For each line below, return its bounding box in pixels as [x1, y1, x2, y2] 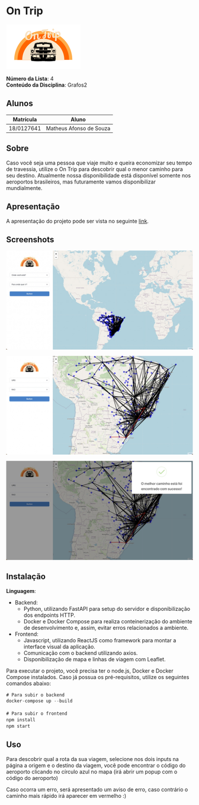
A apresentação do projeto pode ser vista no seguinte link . [6, 217, 149, 224]
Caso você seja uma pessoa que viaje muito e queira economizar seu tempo [6, 159, 192, 166]
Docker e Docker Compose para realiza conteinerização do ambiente [23, 617, 192, 625]
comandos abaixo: [6, 680, 52, 687]
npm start [6, 723, 31, 729]
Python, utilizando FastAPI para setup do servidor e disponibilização [23, 605, 191, 612]
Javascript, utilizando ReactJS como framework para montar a [23, 636, 176, 644]
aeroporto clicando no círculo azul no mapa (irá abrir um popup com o [6, 768, 178, 775]
